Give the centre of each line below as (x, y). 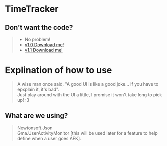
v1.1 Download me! (44, 50)
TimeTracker (32, 9)
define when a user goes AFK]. (49, 138)
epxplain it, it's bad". (38, 89)
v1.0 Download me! (44, 45)
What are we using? (37, 116)
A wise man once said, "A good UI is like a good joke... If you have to (88, 84)
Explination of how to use (59, 70)
